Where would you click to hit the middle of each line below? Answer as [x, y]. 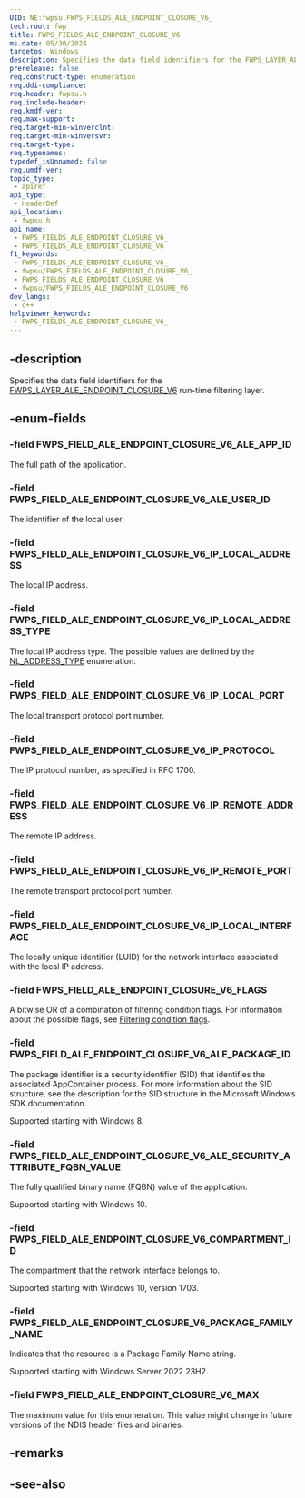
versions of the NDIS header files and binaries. [97, 1424]
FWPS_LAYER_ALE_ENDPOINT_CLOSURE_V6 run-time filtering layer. [137, 390]
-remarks [36, 1453]
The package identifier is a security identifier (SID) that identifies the [138, 1074]
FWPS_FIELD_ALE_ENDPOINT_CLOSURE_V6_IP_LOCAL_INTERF [151, 926]
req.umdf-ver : [36, 170]
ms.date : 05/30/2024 [49, 43]
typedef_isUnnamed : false [58, 161]
